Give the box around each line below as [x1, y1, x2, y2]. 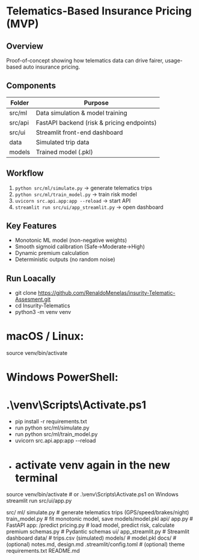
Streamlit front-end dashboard [35, 128, 123, 137]
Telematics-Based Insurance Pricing [6, 4, 192, 18]
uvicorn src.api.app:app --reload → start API [14, 197, 131, 204]
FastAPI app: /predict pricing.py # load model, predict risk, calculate [6, 522, 175, 529]
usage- [165, 57, 183, 64]
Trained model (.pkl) [35, 147, 93, 156]
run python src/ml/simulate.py [14, 424, 90, 431]
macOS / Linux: [6, 330, 84, 343]
